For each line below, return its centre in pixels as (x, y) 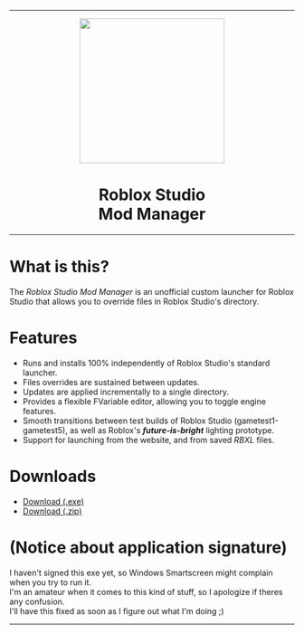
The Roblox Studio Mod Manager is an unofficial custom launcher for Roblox (152, 291)
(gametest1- (256, 421)
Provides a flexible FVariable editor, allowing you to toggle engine (144, 401)
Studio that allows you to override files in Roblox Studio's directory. (134, 301)
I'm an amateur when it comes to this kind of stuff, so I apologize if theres (146, 591)
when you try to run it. (51, 582)
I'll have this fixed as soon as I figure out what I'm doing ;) (117, 610)
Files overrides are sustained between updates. (111, 382)
